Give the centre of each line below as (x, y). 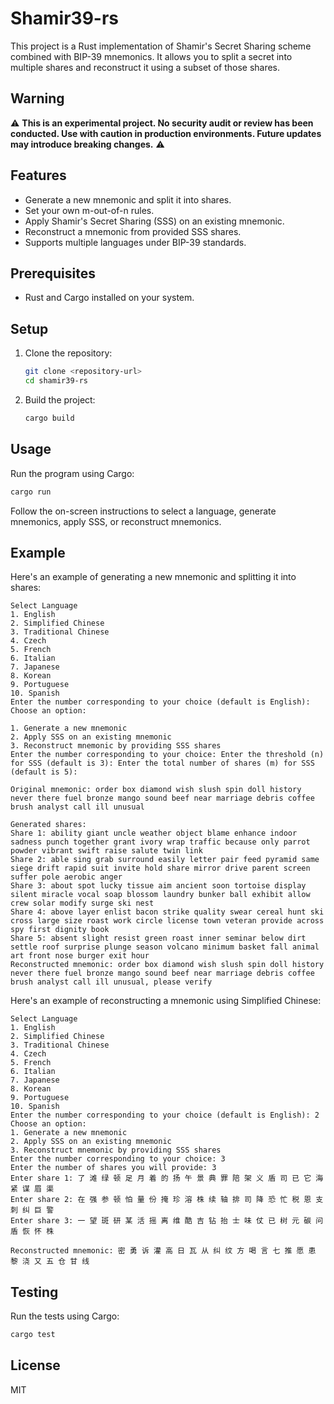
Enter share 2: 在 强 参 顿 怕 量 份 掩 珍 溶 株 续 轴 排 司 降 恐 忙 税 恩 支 (167, 1200)
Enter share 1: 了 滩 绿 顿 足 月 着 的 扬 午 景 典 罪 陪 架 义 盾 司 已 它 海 (167, 1178)
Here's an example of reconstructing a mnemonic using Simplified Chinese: (166, 1001)
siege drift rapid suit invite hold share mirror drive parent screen (160, 868)
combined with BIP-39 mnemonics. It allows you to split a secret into (151, 56)
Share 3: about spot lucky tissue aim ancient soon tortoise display (158, 886)
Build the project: (60, 399)
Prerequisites (53, 273)
